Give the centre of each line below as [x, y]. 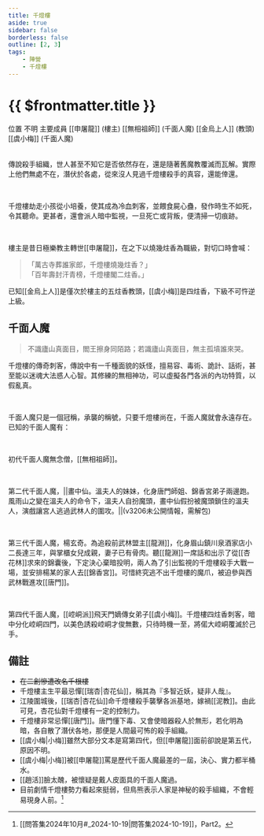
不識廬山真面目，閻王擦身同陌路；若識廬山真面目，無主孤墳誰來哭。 [137, 348]
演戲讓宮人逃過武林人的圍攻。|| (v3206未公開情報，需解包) [116, 511]
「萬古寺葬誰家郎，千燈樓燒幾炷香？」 [89, 264]
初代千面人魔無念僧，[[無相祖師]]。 [65, 459]
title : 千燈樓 [29, 15]
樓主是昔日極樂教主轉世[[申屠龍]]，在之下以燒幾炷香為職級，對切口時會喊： [130, 247]
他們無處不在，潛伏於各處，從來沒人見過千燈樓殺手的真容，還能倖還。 [128, 173]
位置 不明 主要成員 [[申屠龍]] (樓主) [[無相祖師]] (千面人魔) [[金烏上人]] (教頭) [132, 128]
